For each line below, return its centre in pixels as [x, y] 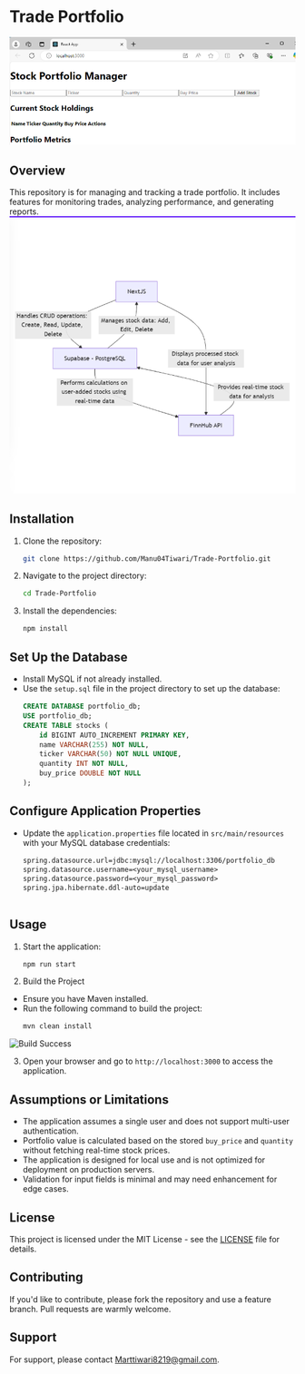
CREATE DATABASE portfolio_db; [82, 707]
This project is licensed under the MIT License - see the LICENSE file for [144, 1239]
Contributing [46, 1277]
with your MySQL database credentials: [96, 842]
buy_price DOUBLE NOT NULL [90, 773]
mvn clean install [57, 1026]
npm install [45, 629]
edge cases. [46, 1189]
